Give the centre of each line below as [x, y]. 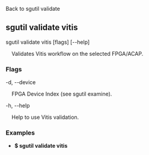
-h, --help [18, 106]
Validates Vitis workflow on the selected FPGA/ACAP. [77, 53]
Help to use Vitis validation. [45, 117]
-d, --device [21, 82]
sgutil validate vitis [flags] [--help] [48, 42]
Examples [20, 133]
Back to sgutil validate [33, 9]
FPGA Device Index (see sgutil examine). [62, 94]
